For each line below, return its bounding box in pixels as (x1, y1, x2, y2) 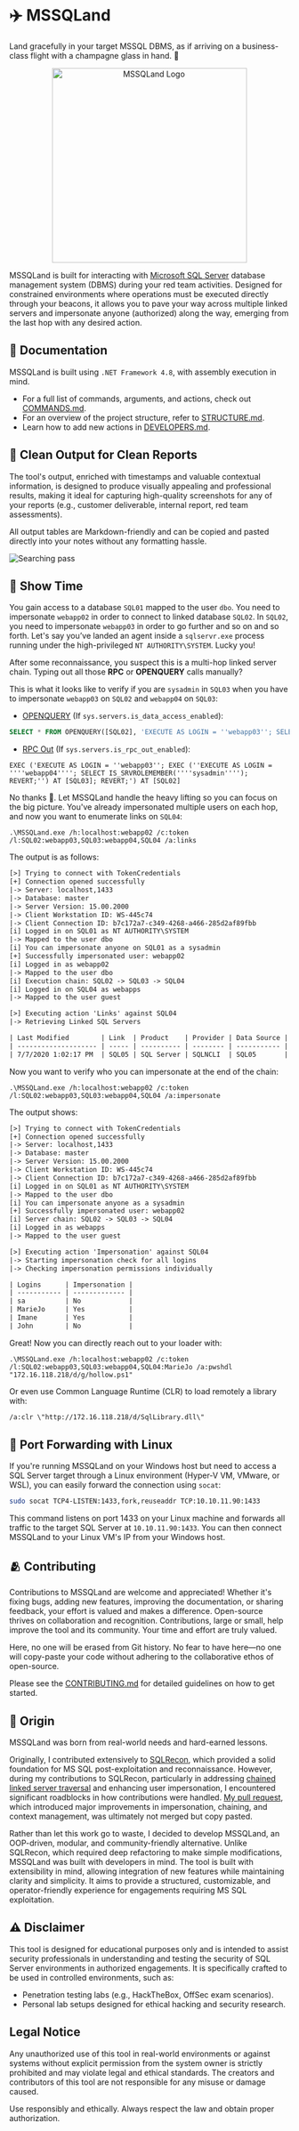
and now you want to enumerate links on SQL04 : (9, 811, 182, 822)
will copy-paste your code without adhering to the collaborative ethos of (9, 1651, 274, 1662)
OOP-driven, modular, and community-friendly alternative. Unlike (9, 1837, 247, 1848)
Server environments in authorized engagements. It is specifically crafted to (9, 1962, 287, 1974)
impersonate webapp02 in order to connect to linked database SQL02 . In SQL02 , (9, 611, 289, 622)
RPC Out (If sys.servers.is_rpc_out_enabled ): (21, 744, 191, 755)
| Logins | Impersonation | (9, 1280, 133, 1289)
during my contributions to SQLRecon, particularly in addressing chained (9, 1772, 276, 1783)
